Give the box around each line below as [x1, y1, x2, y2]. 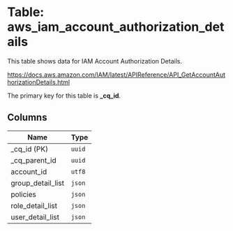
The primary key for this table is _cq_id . [7, 91, 121, 100]
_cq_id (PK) [10, 144, 49, 154]
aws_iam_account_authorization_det [7, 19, 225, 35]
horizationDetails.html [7, 77, 70, 86]
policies [10, 189, 36, 199]
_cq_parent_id [10, 155, 57, 165]
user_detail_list [10, 212, 59, 222]
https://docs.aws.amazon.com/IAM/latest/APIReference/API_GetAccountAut [7, 70, 225, 79]
